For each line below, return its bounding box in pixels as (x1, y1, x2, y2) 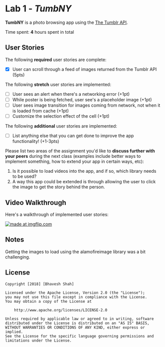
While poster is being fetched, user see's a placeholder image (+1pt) (12, 96, 152, 102)
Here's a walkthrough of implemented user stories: (5, 211, 109, 217)
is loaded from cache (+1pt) (12, 108, 69, 114)
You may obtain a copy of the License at (5, 299, 92, 304)
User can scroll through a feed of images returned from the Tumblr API (12, 66, 157, 72)
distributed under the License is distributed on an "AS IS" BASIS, (5, 321, 150, 326)
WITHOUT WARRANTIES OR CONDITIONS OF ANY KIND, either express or (5, 325, 145, 330)
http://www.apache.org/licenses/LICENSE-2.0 (14, 307, 108, 313)
